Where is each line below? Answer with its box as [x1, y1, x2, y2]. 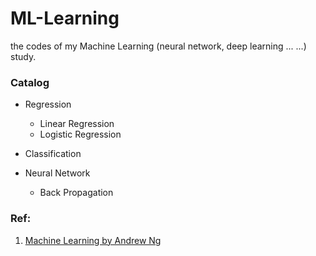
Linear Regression [39, 118, 115, 130]
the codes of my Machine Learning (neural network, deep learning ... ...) [10, 40, 307, 52]
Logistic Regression [39, 128, 122, 141]
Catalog [10, 75, 50, 89]
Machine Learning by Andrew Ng [24, 234, 162, 246]
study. [10, 50, 37, 62]
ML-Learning [10, 7, 120, 30]
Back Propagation [39, 187, 114, 199]
